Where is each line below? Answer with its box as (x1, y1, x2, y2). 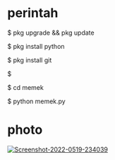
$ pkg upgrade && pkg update (7, 28, 95, 37)
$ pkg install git (7, 55, 52, 64)
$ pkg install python (7, 42, 65, 50)
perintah (7, 5, 59, 21)
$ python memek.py (7, 97, 66, 105)
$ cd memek (7, 83, 44, 91)
